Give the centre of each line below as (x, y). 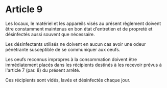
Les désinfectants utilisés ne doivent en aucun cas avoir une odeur (76, 44)
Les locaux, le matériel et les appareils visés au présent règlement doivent (83, 23)
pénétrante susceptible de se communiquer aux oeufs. (63, 49)
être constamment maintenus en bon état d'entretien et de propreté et (79, 28)
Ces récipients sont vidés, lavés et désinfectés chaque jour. (68, 80)
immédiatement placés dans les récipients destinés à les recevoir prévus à (83, 65)
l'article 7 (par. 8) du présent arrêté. (43, 70)
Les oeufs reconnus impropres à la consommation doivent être (71, 59)
